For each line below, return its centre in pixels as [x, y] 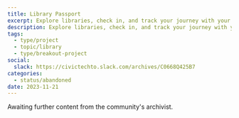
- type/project [36, 41]
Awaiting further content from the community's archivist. [90, 107]
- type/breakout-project [51, 54]
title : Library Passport [44, 14]
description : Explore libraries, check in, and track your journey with [117, 27]
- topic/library [38, 47]
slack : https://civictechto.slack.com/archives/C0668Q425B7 [105, 67]
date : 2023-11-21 [33, 87]
